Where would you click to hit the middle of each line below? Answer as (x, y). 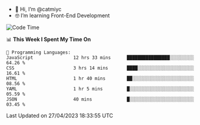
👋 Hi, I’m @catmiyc (38, 9)
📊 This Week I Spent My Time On (49, 39)
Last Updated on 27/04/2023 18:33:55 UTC (60, 115)
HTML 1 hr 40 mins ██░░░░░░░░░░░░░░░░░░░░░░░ (100, 79)
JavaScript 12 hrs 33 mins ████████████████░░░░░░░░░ (100, 58)
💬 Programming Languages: (38, 52)
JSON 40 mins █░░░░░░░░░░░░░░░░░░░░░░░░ (100, 99)
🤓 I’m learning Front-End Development (62, 15)
